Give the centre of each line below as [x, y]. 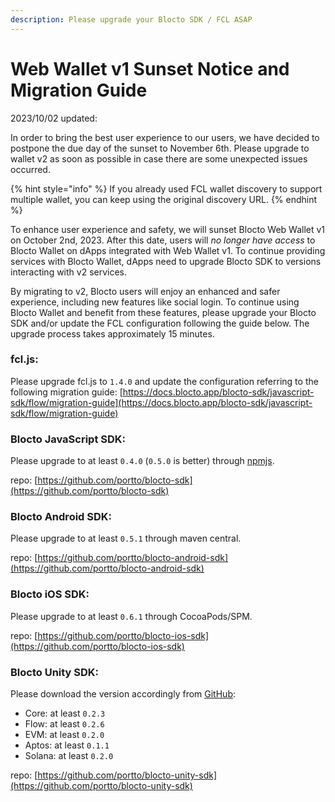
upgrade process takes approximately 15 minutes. [112, 333]
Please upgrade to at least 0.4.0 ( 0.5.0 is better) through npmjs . [142, 461]
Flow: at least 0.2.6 [64, 724]
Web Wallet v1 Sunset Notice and [150, 68]
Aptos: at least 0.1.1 [67, 745]
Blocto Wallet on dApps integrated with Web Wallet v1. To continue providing [168, 250]
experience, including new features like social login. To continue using [155, 302]
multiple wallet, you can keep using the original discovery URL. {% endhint [164, 199]
